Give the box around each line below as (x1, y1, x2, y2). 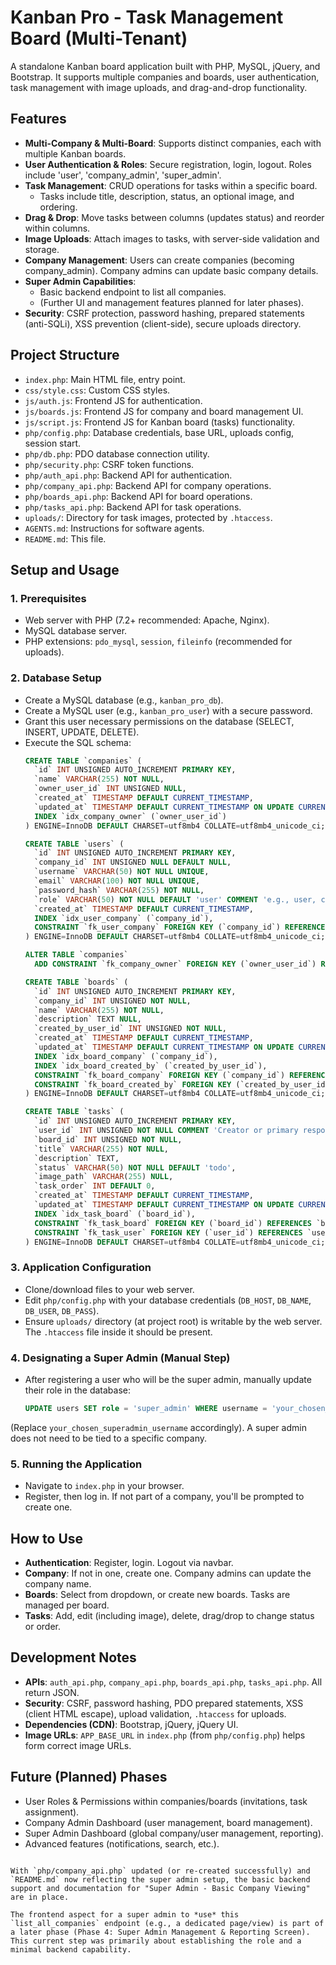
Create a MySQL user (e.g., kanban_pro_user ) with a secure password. (24, 704, 313, 716)
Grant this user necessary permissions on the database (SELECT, (24, 715, 295, 727)
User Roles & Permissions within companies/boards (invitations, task (24, 1795, 308, 1807)
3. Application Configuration (10, 1261, 152, 1275)
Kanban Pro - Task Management (10, 6, 284, 29)
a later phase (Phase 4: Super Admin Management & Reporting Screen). (10, 1927, 311, 1937)
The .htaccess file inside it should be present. (24, 1326, 213, 1338)
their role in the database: (24, 1384, 131, 1396)
